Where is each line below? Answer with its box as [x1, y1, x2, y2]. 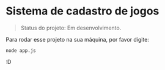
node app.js [5, 47, 36, 54]
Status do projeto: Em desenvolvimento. [20, 24, 122, 31]
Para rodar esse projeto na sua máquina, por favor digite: [5, 36, 149, 43]
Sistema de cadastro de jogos [5, 4, 159, 18]
